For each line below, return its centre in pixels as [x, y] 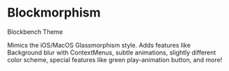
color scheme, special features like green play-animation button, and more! [115, 59]
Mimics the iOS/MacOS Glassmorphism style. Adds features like [99, 45]
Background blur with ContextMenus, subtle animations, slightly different [112, 52]
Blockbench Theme [35, 32]
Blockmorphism [54, 13]
